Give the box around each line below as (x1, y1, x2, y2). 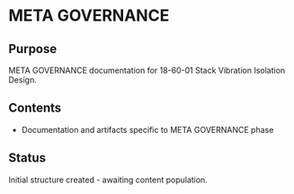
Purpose (8, 41, 58, 57)
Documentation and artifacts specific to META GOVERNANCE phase (21, 124, 274, 135)
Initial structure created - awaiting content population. (8, 174, 208, 185)
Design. (8, 75, 37, 85)
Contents (8, 101, 62, 116)
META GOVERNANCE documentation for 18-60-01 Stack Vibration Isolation (8, 65, 286, 75)
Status (8, 150, 47, 166)
